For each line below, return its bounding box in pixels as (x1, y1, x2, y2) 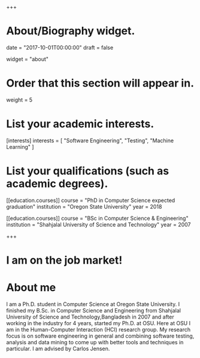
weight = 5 (6, 96, 33, 103)
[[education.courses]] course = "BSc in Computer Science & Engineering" (6, 215, 189, 222)
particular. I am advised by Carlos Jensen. (6, 345, 110, 352)
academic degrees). (6, 177, 108, 190)
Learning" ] (6, 143, 34, 150)
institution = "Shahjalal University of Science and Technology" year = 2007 (6, 221, 191, 228)
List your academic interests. (6, 117, 154, 131)
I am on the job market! (6, 253, 123, 267)
